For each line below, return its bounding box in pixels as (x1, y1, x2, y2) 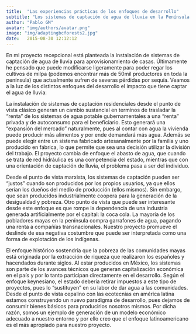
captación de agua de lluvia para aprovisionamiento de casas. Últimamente (6, 58, 187, 65)
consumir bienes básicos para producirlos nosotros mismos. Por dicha (6, 303, 177, 309)
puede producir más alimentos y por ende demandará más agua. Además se (6, 131, 191, 138)
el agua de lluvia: (6, 89, 47, 96)
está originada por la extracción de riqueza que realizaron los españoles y (6, 253, 185, 260)
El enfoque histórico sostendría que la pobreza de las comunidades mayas (6, 247, 186, 254)
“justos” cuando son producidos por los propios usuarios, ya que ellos (6, 180, 176, 187)
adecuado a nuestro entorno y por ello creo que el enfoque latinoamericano (6, 315, 189, 322)
